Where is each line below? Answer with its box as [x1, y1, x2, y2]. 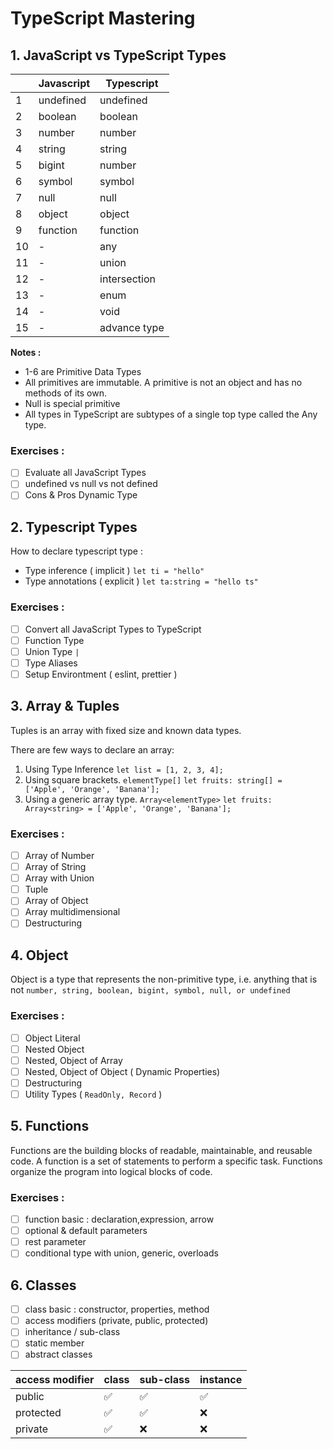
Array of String [24, 861, 87, 873]
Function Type [24, 634, 85, 646]
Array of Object [24, 895, 89, 907]
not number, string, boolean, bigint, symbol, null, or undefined [10, 984, 291, 996]
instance [199, 1373, 243, 1387]
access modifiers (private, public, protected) [24, 1315, 209, 1327]
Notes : [10, 347, 42, 358]
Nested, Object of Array [24, 1054, 123, 1066]
